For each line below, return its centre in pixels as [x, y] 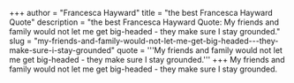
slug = [21, 41]
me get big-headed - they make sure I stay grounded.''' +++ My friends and [147, 60]
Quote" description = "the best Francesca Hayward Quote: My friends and [144, 22]
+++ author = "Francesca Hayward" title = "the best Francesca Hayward [141, 13]
